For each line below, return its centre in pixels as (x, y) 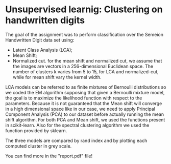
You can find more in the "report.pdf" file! (49, 156)
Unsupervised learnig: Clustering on (84, 9)
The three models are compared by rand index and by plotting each (76, 140)
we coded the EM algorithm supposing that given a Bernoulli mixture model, (85, 92)
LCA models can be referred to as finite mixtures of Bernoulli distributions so (86, 87)
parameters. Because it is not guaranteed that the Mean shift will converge (84, 103)
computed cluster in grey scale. (39, 146)
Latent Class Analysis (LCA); (42, 50)
